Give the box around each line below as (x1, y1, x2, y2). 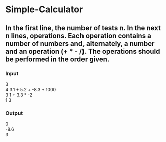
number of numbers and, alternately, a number (5, 39, 155, 48)
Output (5, 109, 23, 116)
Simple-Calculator (5, 4, 84, 15)
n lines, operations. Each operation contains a (5, 31, 152, 40)
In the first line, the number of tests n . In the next (5, 24, 161, 32)
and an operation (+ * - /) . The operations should (5, 47, 160, 56)
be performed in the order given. (5, 55, 110, 63)
